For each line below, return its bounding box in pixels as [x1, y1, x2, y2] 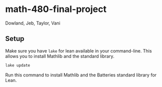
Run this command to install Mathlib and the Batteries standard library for [5, 71, 157, 78]
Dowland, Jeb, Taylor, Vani [5, 20, 60, 26]
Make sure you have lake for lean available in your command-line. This [5, 47, 152, 53]
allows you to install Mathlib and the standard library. [5, 53, 115, 59]
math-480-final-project [5, 3, 107, 15]
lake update [5, 62, 30, 68]
